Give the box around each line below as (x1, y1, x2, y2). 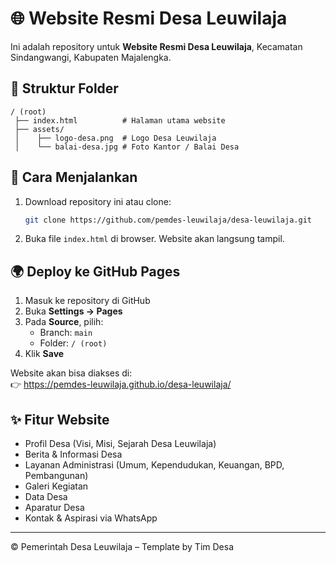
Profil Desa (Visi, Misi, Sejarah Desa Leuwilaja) (24, 438, 217, 450)
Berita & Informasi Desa (24, 448, 123, 461)
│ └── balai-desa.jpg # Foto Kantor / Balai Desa (14, 142, 240, 152)
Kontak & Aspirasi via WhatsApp (24, 512, 158, 524)
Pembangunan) (24, 470, 89, 482)
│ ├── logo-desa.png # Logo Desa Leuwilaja (14, 133, 217, 143)
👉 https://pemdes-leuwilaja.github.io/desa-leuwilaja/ (10, 378, 232, 391)
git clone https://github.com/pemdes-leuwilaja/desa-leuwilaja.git (24, 215, 312, 225)
